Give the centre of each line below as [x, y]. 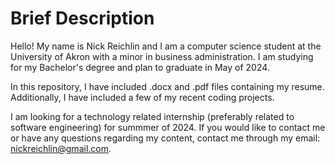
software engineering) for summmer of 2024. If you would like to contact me [168, 127]
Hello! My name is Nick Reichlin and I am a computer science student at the [166, 46]
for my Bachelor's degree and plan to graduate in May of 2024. [140, 67]
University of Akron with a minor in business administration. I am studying [162, 56]
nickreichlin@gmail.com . [61, 148]
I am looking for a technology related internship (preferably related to [152, 116]
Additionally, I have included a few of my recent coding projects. [142, 97]
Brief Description [82, 18]
